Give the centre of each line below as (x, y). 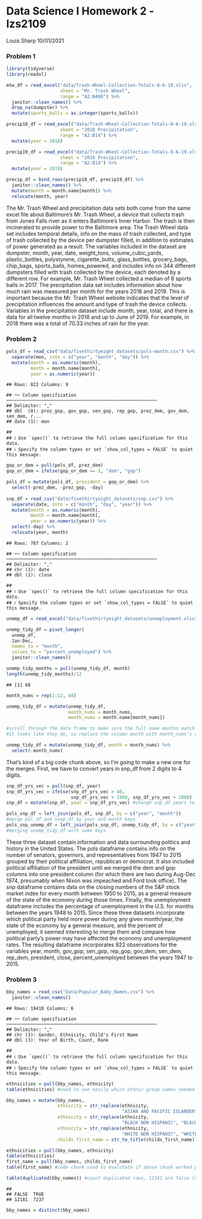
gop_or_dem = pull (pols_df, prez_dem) (55, 466)
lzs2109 (26, 24)
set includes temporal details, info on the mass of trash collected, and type (99, 233)
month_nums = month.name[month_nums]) (117, 718)
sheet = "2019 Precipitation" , (99, 157)
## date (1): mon (28, 422)
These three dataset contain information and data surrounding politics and (98, 842)
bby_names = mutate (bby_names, (45, 1100)
